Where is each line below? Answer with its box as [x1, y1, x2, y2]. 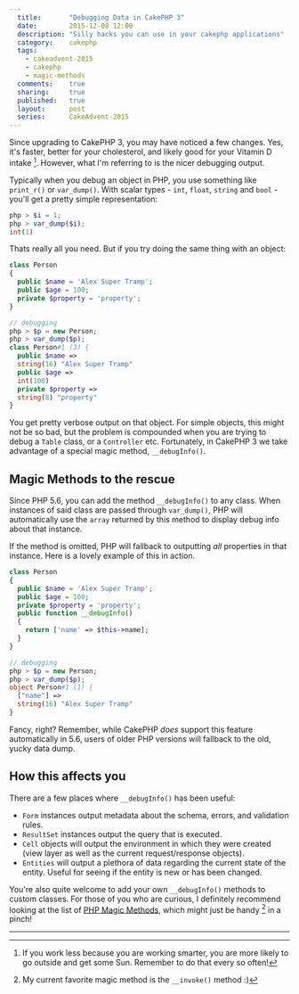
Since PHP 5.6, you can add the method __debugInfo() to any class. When [9, 496, 281, 506]
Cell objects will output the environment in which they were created [21, 838, 271, 849]
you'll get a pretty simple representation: [9, 193, 158, 204]
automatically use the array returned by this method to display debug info [9, 514, 280, 525]
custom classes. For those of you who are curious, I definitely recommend [9, 893, 281, 904]
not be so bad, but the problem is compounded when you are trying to [9, 427, 267, 438]
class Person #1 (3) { [9, 343, 90, 352]
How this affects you [9, 768, 126, 785]
